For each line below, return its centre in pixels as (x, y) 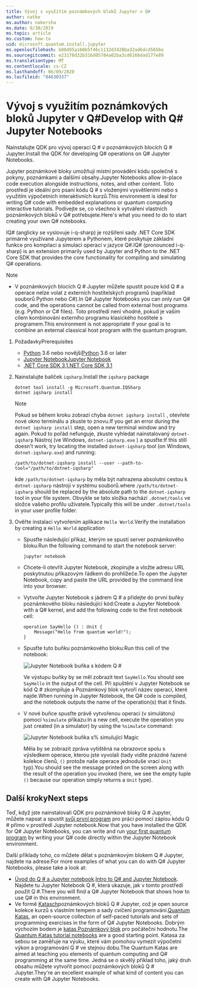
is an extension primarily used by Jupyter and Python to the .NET (102, 251)
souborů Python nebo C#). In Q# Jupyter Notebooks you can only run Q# (102, 299)
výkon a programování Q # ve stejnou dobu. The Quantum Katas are (96, 947)
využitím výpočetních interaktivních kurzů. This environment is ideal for (91, 196)
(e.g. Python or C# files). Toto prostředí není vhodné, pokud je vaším (97, 311)
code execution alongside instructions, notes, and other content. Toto (90, 184)
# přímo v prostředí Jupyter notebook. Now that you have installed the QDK (96, 825)
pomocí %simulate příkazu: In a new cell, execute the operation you (103, 720)
